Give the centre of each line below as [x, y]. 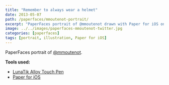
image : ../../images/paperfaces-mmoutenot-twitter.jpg [64, 29]
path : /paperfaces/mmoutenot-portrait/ [47, 19]
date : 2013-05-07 [23, 15]
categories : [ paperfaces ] [32, 33]
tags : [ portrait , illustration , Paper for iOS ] [56, 38]
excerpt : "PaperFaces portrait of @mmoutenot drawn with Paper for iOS [82, 24]
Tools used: [18, 62]
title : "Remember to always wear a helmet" [52, 10]
